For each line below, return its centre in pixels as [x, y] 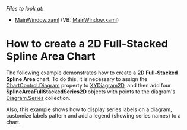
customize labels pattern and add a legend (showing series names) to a [93, 115]
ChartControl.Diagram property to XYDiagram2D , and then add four [88, 85]
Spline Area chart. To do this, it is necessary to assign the [77, 79]
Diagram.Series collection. [38, 97]
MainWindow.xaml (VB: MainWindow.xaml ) [67, 20]
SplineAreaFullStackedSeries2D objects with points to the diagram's [91, 92]
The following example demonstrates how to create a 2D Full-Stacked [92, 73]
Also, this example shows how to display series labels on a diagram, [89, 109]
